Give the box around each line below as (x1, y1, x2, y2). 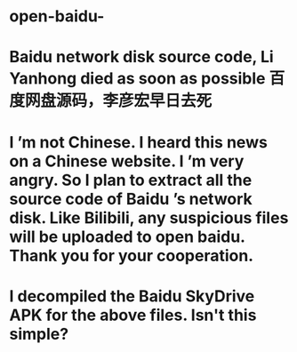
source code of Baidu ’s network (9, 188, 253, 209)
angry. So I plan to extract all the (9, 170, 253, 190)
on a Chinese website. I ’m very (9, 151, 245, 171)
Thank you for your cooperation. (9, 245, 254, 266)
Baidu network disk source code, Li (9, 47, 274, 68)
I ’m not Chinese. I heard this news (9, 132, 269, 152)
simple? (9, 324, 69, 344)
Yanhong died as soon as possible (9, 68, 266, 89)
